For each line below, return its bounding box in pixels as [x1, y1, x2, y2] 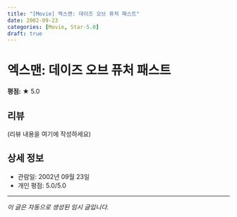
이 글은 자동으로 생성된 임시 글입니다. [7, 202, 109, 211]
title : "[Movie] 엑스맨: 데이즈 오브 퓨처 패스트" [7, 10, 140, 18]
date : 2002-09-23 [7, 17, 59, 24]
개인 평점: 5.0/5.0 [17, 181, 67, 190]
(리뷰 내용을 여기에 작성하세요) [7, 130, 92, 138]
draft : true [7, 30, 42, 37]
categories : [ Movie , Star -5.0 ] [7, 23, 99, 30]
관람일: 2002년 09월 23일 [17, 172, 90, 180]
